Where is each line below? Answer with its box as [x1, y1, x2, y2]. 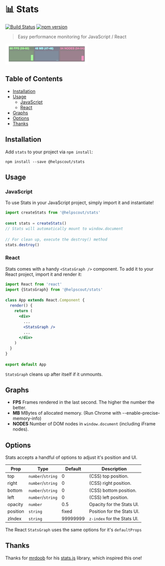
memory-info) [12, 415, 42, 421]
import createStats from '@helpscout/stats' [5, 210, 101, 215]
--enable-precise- [122, 410, 160, 416]
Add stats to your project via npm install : [5, 149, 93, 155]
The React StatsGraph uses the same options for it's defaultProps [5, 527, 142, 533]
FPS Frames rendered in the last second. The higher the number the [12, 399, 155, 406]
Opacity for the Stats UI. [89, 502, 139, 508]
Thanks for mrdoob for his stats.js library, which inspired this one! [5, 555, 142, 561]
